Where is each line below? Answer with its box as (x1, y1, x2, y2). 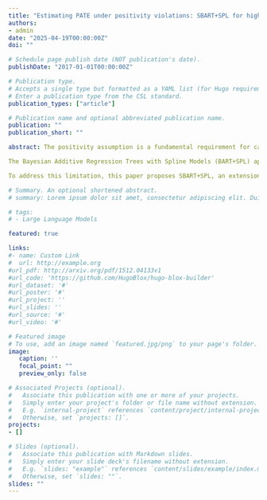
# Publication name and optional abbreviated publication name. (8, 114, 226, 122)
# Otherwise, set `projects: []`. (8, 413, 130, 422)
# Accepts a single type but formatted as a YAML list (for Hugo (8, 84, 229, 92)
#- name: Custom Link (8, 252, 80, 260)
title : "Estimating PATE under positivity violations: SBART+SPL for (8, 11, 244, 20)
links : (8, 244, 30, 252)
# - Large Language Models (8, 216, 98, 224)
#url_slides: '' (8, 303, 62, 311)
